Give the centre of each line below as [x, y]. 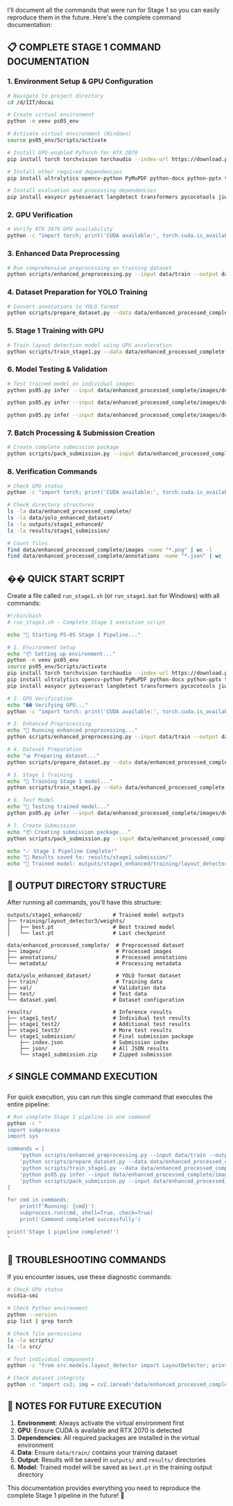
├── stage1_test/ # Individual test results [99, 1018]
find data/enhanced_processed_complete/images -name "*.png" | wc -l [110, 550]
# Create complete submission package [63, 447]
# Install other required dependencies [65, 172]
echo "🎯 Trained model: [42, 864]
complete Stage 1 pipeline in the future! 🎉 [66, 1495]
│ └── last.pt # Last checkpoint [87, 933]
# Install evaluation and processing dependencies [82, 191]
